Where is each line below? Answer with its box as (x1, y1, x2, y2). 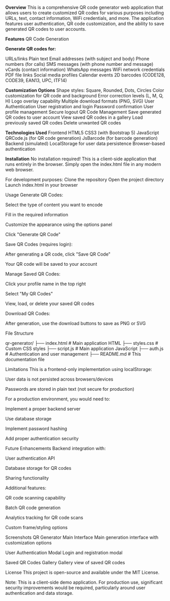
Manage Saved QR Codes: (5, 271, 61, 277)
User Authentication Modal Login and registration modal (5, 549, 123, 556)
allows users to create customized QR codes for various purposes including (5, 10, 164, 16)
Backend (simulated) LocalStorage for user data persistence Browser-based (5, 140, 165, 146)
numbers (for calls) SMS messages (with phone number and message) (5, 61, 154, 67)
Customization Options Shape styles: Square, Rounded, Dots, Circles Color (5, 87, 164, 93)
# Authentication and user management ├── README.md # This (5, 351, 141, 357)
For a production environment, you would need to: (5, 396, 110, 402)
